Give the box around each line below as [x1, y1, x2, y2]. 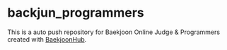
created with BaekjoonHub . [7, 35, 87, 43]
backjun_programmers [7, 5, 144, 21]
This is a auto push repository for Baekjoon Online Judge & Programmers [7, 28, 221, 36]
